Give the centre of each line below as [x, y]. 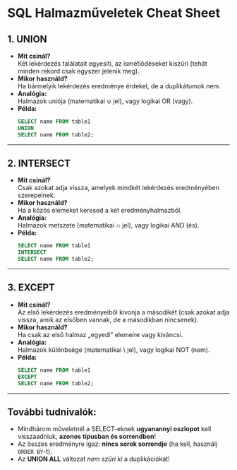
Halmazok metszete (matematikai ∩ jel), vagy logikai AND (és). [108, 225]
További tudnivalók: [52, 412]
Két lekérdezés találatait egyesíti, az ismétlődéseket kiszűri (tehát [112, 64]
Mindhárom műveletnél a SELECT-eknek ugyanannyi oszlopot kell [114, 429]
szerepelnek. [36, 195]
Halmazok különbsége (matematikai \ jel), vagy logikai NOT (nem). [114, 349]
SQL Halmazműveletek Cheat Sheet [114, 13]
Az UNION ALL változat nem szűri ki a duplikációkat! [94, 459]
